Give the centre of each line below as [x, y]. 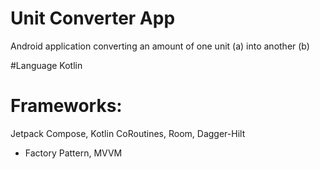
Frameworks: [66, 106]
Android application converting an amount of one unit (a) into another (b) [160, 46]
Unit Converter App [93, 18]
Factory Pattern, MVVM [73, 153]
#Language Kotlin [46, 65]
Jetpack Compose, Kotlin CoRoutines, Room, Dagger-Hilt [128, 133]
